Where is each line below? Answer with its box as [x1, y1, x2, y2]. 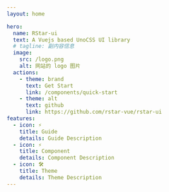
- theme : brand [19, 76, 64, 83]
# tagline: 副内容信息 [13, 43, 75, 50]
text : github [25, 102, 64, 109]
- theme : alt [19, 95, 58, 102]
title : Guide [19, 128, 58, 135]
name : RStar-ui [13, 30, 58, 37]
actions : [13, 68, 39, 76]
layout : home [6, 10, 45, 18]
